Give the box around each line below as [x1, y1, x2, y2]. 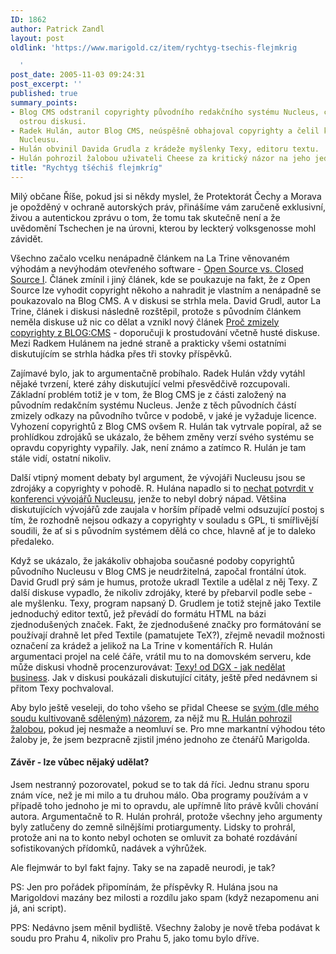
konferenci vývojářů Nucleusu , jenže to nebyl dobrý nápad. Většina [10, 492, 287, 505]
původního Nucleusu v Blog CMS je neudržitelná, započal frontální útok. [10, 565, 307, 577]
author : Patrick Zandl [10, 24, 105, 34]
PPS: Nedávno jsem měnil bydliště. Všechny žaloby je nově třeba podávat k [10, 921, 321, 933]
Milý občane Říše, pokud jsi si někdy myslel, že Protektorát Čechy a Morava [10, 190, 322, 202]
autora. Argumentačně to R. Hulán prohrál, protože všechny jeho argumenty [10, 810, 323, 822]
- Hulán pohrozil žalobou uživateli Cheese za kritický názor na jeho [10, 154, 311, 164]
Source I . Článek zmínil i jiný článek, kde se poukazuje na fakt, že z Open [10, 273, 311, 285]
